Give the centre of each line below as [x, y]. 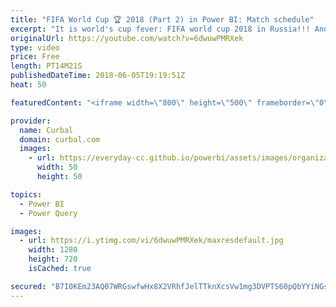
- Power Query [48, 213]
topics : [26, 194]
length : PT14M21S [46, 66]
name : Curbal [46, 130]
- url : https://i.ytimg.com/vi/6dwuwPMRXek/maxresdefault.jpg [151, 241]
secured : [28, 286]
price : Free [35, 57]
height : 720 [53, 259]
